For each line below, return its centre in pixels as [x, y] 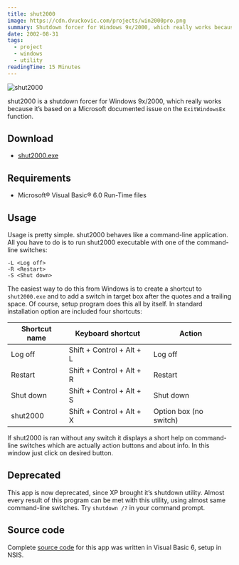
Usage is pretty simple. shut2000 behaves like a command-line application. [118, 235]
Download [30, 139]
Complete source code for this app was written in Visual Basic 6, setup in [115, 547]
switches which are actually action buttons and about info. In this [115, 445]
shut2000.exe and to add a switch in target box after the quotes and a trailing [119, 296]
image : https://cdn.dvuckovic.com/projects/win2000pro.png [97, 21]
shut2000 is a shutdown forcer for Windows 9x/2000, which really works [115, 101]
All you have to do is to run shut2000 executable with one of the [101, 242]
